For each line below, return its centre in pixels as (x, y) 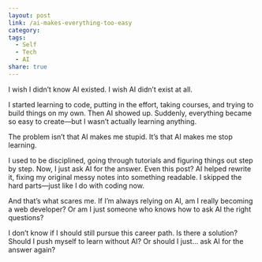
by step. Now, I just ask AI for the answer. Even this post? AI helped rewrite (130, 168)
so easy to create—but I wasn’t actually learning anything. (103, 121)
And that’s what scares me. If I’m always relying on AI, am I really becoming (131, 200)
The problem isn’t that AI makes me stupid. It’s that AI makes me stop (120, 137)
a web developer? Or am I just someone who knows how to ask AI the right (129, 209)
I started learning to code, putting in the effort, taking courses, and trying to (131, 104)
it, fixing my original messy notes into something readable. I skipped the (125, 177)
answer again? (32, 249)
